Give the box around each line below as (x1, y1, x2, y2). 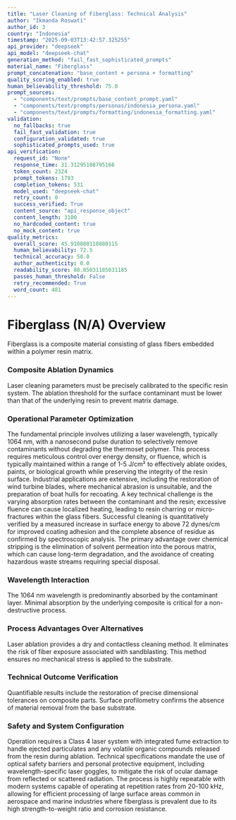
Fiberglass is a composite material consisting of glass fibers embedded (7, 340, 214, 348)
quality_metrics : (7, 234, 58, 241)
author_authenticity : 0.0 (13, 260, 90, 267)
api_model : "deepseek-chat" (7, 50, 90, 57)
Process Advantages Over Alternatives (7, 624, 144, 634)
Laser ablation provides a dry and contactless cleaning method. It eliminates (7, 640, 229, 648)
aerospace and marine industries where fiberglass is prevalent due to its (7, 797, 217, 806)
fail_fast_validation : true (13, 129, 97, 136)
